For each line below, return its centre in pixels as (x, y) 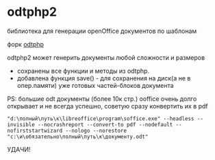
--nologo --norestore (96, 130)
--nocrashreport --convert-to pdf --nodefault (105, 124)
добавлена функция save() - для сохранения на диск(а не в (104, 78)
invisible (21, 124)
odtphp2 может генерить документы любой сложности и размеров (106, 57)
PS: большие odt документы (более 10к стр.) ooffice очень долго (102, 99)
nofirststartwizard (35, 130)
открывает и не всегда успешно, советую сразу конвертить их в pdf (107, 106)
